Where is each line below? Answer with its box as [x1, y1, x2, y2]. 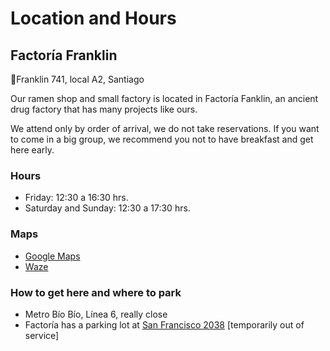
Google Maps [24, 250, 81, 262]
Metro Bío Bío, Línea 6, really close [24, 308, 168, 320]
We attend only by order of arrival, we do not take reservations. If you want [10, 123, 320, 134]
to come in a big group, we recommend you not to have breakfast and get [10, 133, 314, 145]
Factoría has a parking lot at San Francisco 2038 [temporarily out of [24, 318, 305, 331]
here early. [10, 144, 55, 156]
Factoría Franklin [10, 47, 118, 64]
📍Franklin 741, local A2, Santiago [10, 73, 145, 85]
